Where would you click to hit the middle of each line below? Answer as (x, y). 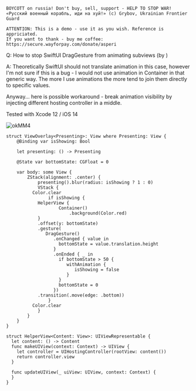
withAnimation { (87, 264)
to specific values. (28, 85)
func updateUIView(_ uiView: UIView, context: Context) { (84, 372)
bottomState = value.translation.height (109, 244)
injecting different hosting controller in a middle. (64, 103)
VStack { (48, 188)
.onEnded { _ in (73, 254)
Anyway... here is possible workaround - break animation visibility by (89, 96)
